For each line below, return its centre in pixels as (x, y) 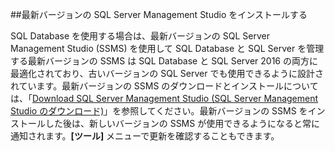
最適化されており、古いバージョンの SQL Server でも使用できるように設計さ (167, 73)
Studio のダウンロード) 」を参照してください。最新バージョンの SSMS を (159, 111)
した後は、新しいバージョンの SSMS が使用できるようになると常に (182, 123)
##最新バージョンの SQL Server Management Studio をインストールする (159, 14)
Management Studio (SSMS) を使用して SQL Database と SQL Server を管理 (167, 48)
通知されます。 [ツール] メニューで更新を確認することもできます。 (145, 136)
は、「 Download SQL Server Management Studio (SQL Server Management (164, 98)
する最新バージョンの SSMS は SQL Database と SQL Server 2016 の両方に (164, 61)
